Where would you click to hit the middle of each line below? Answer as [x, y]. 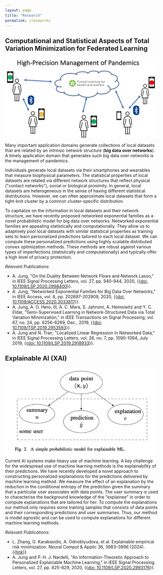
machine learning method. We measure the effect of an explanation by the [80, 482]
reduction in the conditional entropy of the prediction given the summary [78, 487]
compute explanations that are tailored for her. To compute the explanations [81, 502]
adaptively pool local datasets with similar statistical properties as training [79, 232]
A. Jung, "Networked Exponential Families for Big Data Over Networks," [84, 291]
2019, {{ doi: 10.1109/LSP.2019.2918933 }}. [53, 343]
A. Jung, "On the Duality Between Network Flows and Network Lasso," [83, 276]
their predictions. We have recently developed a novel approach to [72, 471]
